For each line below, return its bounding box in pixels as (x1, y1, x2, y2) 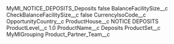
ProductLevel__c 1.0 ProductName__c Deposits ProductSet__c (6, 24, 161, 31)
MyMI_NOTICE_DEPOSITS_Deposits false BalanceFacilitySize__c (6, 5, 169, 12)
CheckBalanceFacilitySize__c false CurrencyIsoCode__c (6, 11, 147, 18)
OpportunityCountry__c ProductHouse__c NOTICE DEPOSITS (6, 18, 159, 25)
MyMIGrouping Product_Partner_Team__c (6, 31, 110, 38)
